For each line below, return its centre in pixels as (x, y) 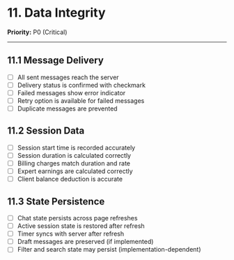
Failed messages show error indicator (71, 92)
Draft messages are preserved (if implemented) (85, 242)
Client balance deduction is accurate (70, 179)
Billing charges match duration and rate (74, 163)
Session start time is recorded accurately (76, 147)
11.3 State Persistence (56, 201)
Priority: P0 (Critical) (37, 32)
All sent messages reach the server (68, 77)
